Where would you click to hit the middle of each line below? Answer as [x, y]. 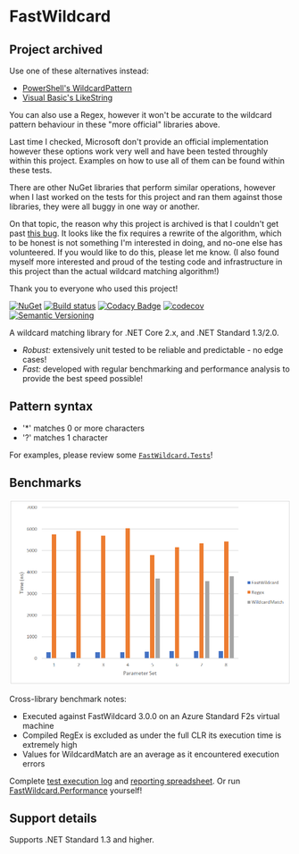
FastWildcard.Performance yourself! [76, 790]
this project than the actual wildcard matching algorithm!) [115, 271]
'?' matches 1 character [65, 437]
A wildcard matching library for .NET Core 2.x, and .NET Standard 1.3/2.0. [144, 333]
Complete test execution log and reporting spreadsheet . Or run [125, 781]
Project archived [56, 50]
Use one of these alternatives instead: [79, 71]
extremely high [50, 744]
